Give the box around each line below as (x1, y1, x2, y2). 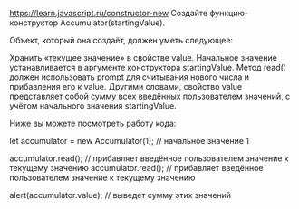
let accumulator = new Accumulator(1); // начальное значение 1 (9, 136, 249, 146)
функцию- (209, 8, 249, 18)
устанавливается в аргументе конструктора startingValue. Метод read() (9, 62, 287, 72)
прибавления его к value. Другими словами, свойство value (9, 81, 243, 91)
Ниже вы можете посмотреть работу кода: (9, 118, 177, 128)
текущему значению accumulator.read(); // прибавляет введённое (9, 163, 264, 173)
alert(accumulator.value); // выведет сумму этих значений (9, 190, 232, 200)
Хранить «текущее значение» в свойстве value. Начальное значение (9, 52, 278, 62)
